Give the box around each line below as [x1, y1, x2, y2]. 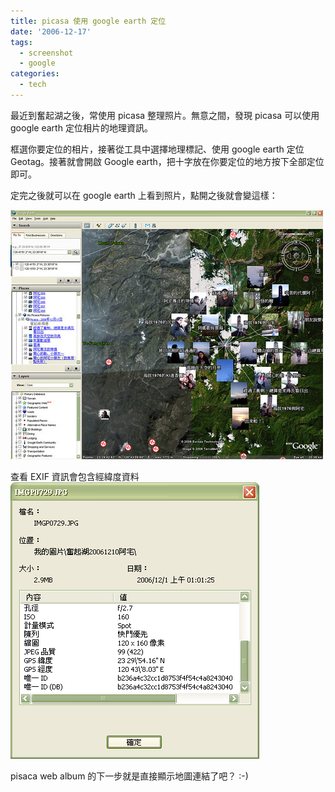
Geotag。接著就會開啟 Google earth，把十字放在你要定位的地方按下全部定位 [10, 155, 325, 167]
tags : [10, 37, 33, 47]
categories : [10, 69, 60, 79]
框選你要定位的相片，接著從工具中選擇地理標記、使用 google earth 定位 [10, 143, 305, 155]
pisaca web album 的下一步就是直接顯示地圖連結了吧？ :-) [10, 770, 249, 782]
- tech [19, 80, 47, 90]
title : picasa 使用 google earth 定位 [10, 16, 167, 26]
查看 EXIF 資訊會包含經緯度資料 [10, 470, 140, 482]
